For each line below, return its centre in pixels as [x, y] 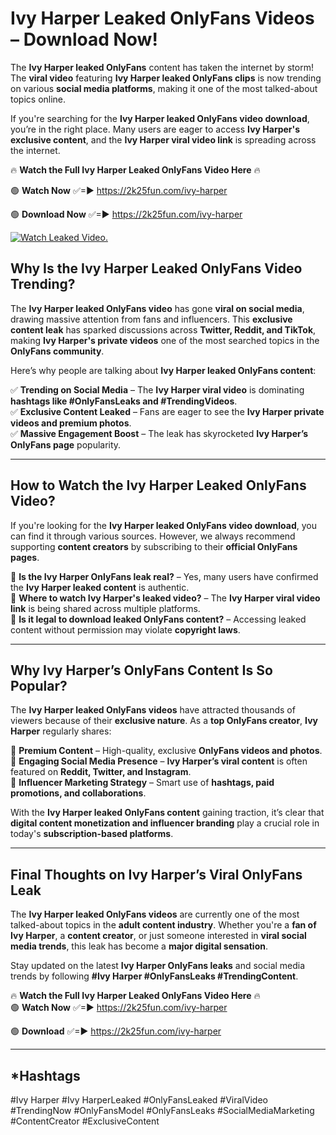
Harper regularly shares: [61, 731]
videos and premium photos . [71, 423]
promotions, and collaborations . [78, 793]
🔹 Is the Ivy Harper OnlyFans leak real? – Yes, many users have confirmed [164, 576]
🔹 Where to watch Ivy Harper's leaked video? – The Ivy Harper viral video [165, 598]
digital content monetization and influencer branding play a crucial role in [165, 823]
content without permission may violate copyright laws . [125, 629]
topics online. [38, 99]
